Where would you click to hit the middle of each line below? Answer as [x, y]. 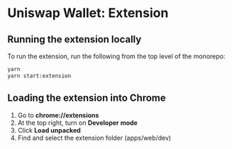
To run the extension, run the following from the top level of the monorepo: [116, 56]
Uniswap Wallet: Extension [88, 13]
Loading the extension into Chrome [87, 98]
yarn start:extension [39, 76]
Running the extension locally [74, 39]
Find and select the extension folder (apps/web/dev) [94, 138]
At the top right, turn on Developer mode [78, 123]
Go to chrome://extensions [58, 115]
